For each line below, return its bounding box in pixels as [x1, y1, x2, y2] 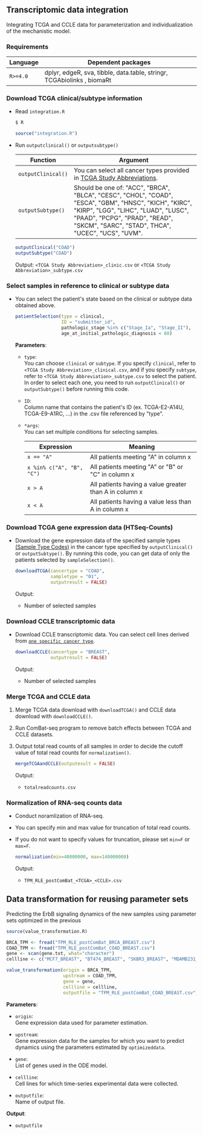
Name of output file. [14, 1098, 65, 1105]
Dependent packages [87, 58, 151, 67]
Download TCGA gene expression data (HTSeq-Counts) [6, 523, 173, 531]
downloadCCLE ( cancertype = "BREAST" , [14, 648, 111, 655]
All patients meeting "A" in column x [89, 453, 192, 461]
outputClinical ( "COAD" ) [14, 245, 76, 251]
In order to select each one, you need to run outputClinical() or [24, 379, 185, 386]
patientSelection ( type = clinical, [14, 313, 105, 320]
